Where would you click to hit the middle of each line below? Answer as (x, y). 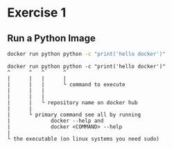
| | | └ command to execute (67, 84)
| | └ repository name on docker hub (72, 102)
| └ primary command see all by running (74, 115)
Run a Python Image (51, 38)
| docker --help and (55, 121)
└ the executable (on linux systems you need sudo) (83, 139)
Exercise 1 (37, 13)
